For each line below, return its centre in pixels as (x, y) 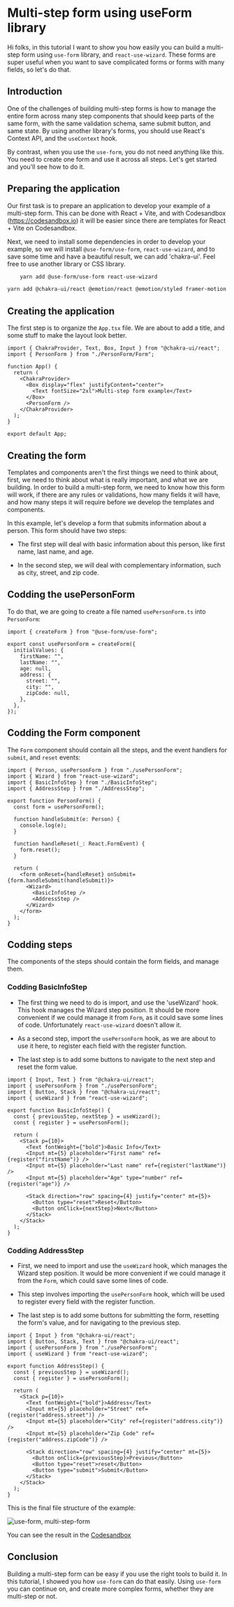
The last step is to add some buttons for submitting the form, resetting (118, 1315)
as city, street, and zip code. (58, 572)
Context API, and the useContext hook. (62, 138)
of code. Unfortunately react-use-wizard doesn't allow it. (99, 1025)
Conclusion (33, 1557)
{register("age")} (34, 1184)
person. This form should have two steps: (67, 530)
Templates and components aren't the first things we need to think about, (113, 472)
